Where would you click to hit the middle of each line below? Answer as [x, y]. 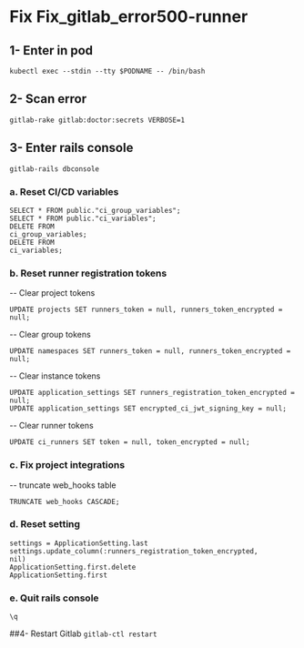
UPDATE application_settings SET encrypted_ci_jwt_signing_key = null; [148, 409]
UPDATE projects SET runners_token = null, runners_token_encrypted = [146, 310]
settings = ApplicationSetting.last [79, 543]
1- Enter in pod [51, 51]
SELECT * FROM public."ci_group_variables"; [95, 210]
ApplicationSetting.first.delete [73, 567]
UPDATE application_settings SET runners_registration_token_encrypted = [152, 393]
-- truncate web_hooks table [63, 485]
